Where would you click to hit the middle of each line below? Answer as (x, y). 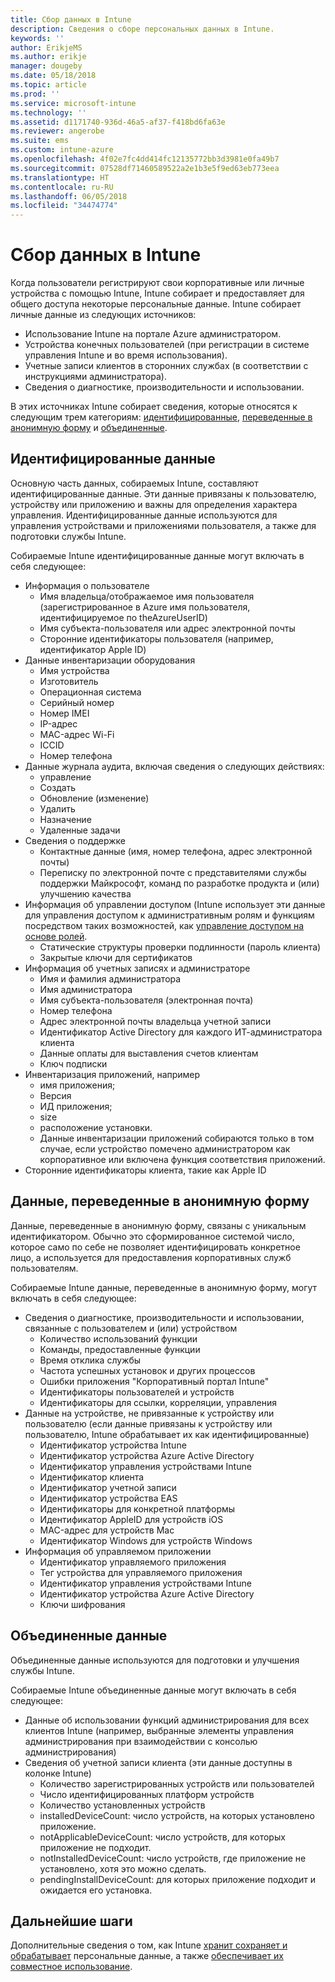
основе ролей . (56, 936)
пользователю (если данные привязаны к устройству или (148, 1423)
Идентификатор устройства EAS (108, 1498)
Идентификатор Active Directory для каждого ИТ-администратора (181, 1032)
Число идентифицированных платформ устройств (147, 1794)
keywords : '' (37, 38)
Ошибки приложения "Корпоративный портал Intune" (154, 1381)
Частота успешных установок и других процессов (147, 1370)
